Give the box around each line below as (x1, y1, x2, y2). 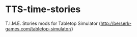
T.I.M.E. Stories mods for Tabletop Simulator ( (5, 20, 101, 26)
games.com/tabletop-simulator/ (5, 25, 72, 31)
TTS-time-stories (5, 4, 81, 15)
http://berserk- (100, 20, 131, 26)
